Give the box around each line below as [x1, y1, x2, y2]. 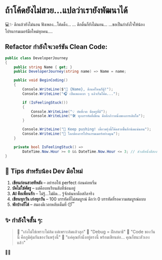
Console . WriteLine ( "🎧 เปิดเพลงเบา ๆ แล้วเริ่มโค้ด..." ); [22, 91, 120, 96]
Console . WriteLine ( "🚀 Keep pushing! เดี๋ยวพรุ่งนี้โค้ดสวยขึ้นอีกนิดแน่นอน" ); [22, 127, 151, 132]
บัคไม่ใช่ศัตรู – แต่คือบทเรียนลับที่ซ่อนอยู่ [12, 185, 76, 191]
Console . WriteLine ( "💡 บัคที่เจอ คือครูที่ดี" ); [30, 109, 108, 114]
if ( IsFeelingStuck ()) [22, 100, 68, 105]
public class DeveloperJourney [5, 56, 68, 61]
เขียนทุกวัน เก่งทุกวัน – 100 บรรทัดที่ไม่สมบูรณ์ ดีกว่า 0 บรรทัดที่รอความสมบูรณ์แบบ [12, 196, 146, 202]
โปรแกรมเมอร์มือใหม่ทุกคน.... [5, 28, 53, 34]
